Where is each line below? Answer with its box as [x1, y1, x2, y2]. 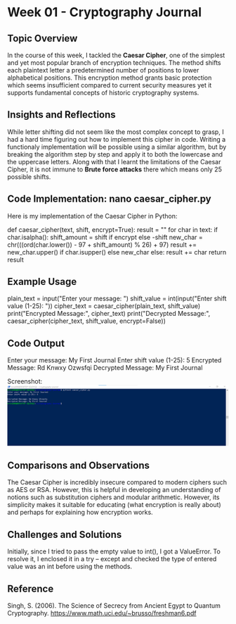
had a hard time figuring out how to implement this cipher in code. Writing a [7, 135, 226, 143]
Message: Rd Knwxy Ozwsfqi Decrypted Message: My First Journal [7, 364, 203, 372]
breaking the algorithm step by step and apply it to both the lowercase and [7, 149, 223, 159]
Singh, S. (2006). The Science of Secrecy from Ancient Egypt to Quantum [7, 601, 221, 610]
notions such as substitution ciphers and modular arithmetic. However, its [7, 493, 220, 501]
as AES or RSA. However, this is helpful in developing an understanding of [7, 486, 221, 494]
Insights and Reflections [7, 109, 116, 121]
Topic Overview [7, 32, 78, 44]
